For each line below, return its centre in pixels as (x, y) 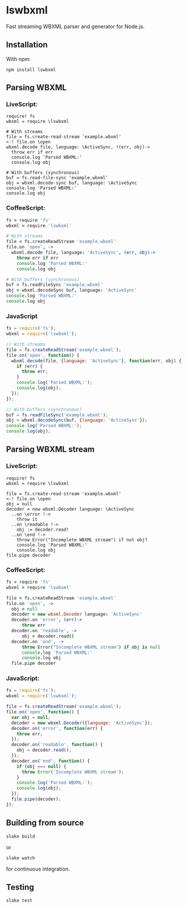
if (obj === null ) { (41, 766)
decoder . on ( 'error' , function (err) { (57, 728)
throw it (27, 519)
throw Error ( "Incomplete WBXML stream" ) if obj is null (91, 647)
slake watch (20, 858)
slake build (20, 836)
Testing (20, 887)
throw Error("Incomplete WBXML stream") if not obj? (82, 540)
